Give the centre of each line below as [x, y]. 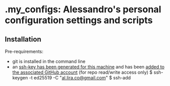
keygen [20, 78]
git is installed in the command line [49, 61]
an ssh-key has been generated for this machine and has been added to [88, 67]
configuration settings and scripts [79, 20]
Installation [23, 39]
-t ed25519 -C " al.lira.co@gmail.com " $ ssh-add [80, 78]
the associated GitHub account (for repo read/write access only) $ [82, 72]
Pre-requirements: [24, 51]
